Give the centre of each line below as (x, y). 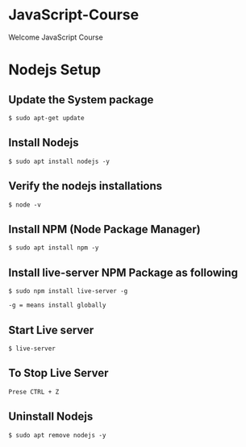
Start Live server (51, 330)
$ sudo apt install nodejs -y (59, 161)
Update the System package (81, 100)
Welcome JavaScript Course (56, 37)
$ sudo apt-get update (46, 118)
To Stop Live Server (58, 373)
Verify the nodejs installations (85, 186)
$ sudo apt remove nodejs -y (57, 435)
